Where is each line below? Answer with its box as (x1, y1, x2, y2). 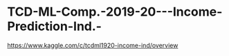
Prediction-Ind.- (7, 18, 102, 34)
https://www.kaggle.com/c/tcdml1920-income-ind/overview (7, 41, 178, 49)
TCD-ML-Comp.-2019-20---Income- (7, 4, 223, 20)
